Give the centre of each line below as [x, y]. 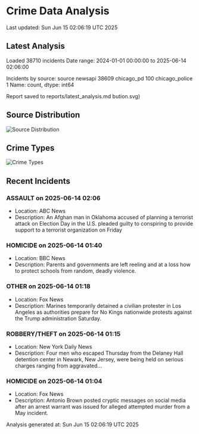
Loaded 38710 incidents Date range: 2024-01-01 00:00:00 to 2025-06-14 [96, 60]
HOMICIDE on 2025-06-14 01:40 [54, 245]
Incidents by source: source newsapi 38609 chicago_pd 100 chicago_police [99, 78]
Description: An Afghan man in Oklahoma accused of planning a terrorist [104, 217]
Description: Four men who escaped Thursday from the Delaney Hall [99, 353]
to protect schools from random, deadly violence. [75, 271]
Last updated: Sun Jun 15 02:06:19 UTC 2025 [62, 27]
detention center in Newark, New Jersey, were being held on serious [99, 359]
